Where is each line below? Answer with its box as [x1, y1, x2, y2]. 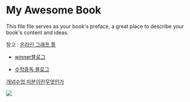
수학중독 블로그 [14, 65, 50, 73]
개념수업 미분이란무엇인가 [6, 78, 64, 85]
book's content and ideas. [6, 29, 69, 36]
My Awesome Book [6, 3, 101, 17]
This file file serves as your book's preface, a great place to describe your [6, 23, 184, 30]
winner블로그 [14, 53, 46, 60]
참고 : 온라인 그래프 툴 [6, 41, 56, 48]
